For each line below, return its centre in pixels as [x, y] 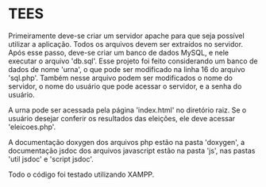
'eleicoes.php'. [32, 127]
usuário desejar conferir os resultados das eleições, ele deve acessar [122, 118]
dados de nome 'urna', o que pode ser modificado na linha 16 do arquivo [127, 69]
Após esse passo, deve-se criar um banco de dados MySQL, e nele [119, 52]
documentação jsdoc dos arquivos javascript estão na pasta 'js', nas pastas [132, 151]
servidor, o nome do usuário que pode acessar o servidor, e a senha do [125, 86]
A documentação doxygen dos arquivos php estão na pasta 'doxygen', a [126, 142]
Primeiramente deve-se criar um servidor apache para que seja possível [126, 36]
